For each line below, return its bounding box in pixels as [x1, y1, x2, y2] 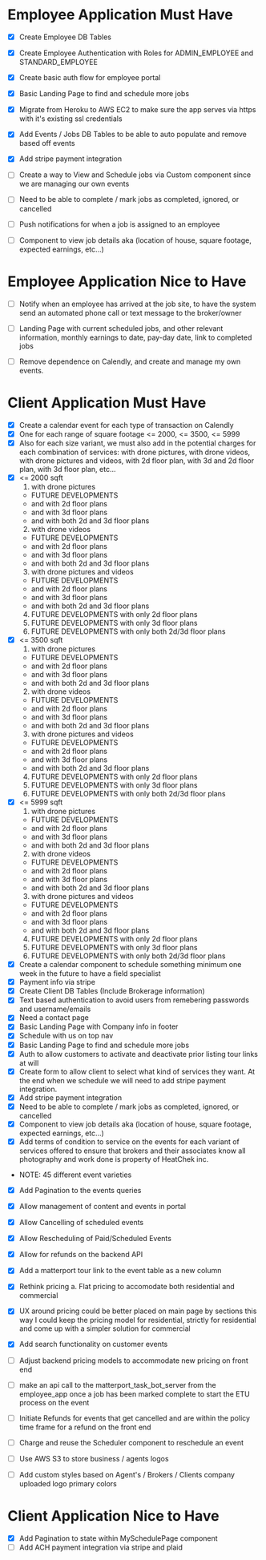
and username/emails [18, 1004, 91, 1014]
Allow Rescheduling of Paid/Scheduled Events [18, 1234, 171, 1244]
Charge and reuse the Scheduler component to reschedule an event [18, 1437, 244, 1447]
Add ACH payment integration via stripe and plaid [18, 1542, 183, 1552]
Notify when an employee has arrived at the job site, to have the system [18, 299, 256, 308]
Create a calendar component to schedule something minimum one [18, 960, 242, 969]
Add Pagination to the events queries [18, 1185, 142, 1195]
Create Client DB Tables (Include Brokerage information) [18, 986, 205, 996]
